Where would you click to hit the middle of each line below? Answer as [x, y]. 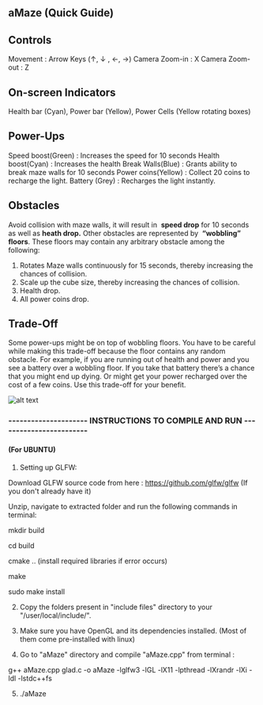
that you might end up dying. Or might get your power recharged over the [128, 376]
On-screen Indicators [62, 92]
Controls [30, 40]
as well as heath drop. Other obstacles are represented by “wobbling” [124, 233]
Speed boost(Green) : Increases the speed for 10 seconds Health [114, 155]
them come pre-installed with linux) [77, 639]
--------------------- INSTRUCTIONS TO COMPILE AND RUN [125, 421]
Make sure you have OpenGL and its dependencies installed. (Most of [133, 631]
